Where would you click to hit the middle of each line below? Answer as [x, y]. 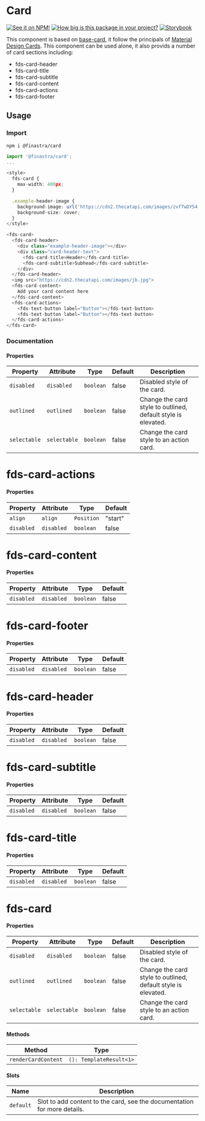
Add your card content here [53, 292]
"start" [115, 518]
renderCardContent [36, 1060]
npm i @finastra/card [34, 146]
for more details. [61, 1109]
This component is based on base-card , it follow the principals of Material [99, 39]
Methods [18, 1034]
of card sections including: [40, 52]
